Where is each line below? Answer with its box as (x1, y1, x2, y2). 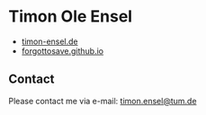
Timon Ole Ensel (8, 6, 132, 27)
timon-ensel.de (21, 36, 78, 47)
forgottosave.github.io (21, 45, 104, 56)
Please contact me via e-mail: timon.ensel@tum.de (8, 95, 197, 106)
